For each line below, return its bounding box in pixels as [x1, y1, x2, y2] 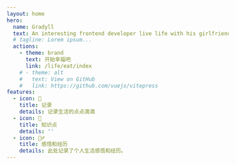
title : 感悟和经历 [19, 141, 68, 148]
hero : [6, 17, 23, 24]
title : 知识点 [19, 121, 58, 128]
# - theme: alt [19, 69, 64, 76]
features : [6, 88, 36, 95]
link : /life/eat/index [25, 62, 92, 70]
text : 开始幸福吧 [25, 56, 71, 63]
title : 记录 [19, 102, 52, 109]
